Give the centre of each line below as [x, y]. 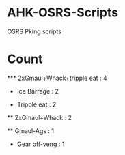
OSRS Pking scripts [34, 31]
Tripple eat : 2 [37, 104]
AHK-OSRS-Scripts [62, 13]
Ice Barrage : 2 [38, 91]
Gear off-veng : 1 [41, 144]
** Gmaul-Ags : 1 [31, 130]
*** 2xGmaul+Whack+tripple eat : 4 [57, 78]
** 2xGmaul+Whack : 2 [39, 117]
